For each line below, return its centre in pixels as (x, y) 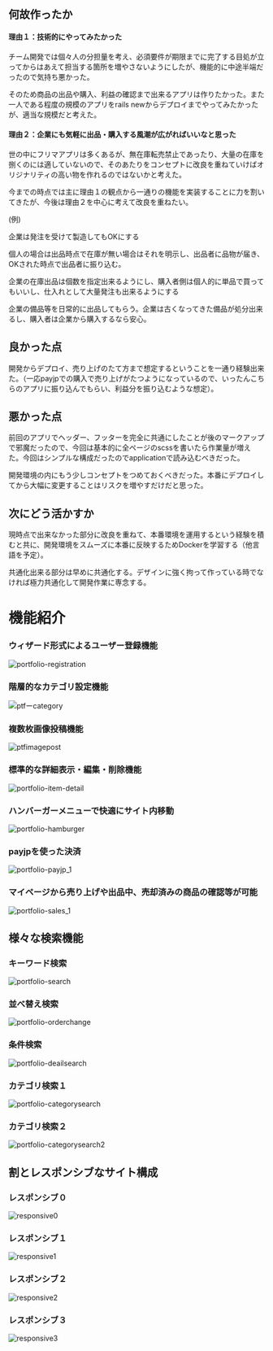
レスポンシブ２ (38, 1279)
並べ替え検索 (34, 1005)
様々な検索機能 (46, 938)
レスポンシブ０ (38, 1197)
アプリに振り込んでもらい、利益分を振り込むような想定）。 (120, 388)
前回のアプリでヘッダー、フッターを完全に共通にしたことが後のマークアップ (136, 438)
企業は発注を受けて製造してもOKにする (74, 236)
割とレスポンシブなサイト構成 (83, 1172)
